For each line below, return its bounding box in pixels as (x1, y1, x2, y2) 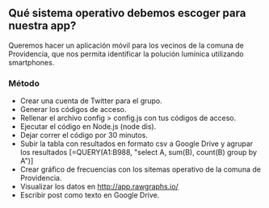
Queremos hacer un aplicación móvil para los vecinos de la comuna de (8, 40, 244, 50)
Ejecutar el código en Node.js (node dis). (19, 122, 157, 131)
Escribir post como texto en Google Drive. (19, 190, 160, 200)
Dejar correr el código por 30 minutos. (19, 131, 148, 140)
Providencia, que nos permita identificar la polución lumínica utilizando (8, 48, 244, 59)
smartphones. (8, 57, 55, 67)
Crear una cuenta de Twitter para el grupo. (19, 96, 163, 106)
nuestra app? (8, 19, 77, 33)
